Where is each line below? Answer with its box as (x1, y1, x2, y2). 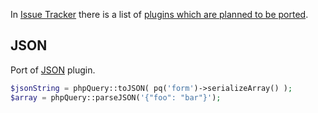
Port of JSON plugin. (10, 64, 96, 76)
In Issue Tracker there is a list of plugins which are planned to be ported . (10, 9, 309, 20)
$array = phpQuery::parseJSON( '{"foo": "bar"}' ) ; (10, 92, 222, 103)
